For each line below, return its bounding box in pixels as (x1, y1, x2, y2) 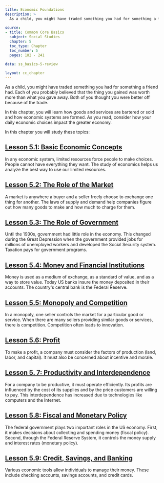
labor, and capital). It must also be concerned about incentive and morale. (5, 354, 154, 360)
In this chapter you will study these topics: (5, 129, 90, 135)
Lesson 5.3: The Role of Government (5, 218, 119, 227)
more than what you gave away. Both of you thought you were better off (5, 94, 150, 100)
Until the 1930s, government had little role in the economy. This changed (5, 231, 151, 237)
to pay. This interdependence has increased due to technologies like (5, 392, 143, 398)
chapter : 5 (9, 39, 32, 44)
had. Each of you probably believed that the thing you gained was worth (5, 89, 150, 95)
